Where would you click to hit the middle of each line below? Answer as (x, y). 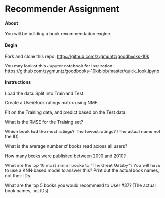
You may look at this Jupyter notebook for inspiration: (60, 66)
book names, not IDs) (27, 190)
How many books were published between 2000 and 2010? (66, 156)
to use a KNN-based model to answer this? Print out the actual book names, (82, 170)
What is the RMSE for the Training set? (44, 122)
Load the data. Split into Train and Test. (45, 93)
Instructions (18, 82)
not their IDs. (18, 175)
